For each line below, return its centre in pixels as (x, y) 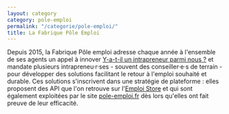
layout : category (32, 13)
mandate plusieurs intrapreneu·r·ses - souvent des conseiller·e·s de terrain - (115, 67)
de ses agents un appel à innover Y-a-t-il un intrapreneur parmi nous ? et (110, 60)
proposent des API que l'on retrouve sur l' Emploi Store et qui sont (100, 89)
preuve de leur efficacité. (43, 103)
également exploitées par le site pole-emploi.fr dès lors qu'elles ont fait (108, 96)
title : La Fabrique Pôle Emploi (53, 33)
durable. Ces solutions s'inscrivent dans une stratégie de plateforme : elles (113, 81)
